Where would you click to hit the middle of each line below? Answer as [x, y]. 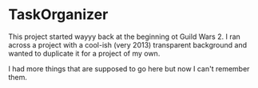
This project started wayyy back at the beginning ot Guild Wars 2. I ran [125, 36]
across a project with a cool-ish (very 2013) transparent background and [128, 44]
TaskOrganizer [58, 15]
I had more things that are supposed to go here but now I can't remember [129, 68]
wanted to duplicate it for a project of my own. [84, 53]
